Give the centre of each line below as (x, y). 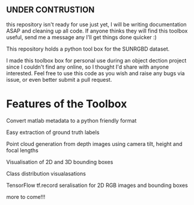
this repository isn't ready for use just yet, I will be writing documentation (97, 24)
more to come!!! (26, 197)
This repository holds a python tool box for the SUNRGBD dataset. (88, 49)
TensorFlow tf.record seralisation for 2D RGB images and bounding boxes (97, 185)
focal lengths (23, 150)
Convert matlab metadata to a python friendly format (71, 120)
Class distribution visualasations (46, 173)
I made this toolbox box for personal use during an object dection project (96, 60)
